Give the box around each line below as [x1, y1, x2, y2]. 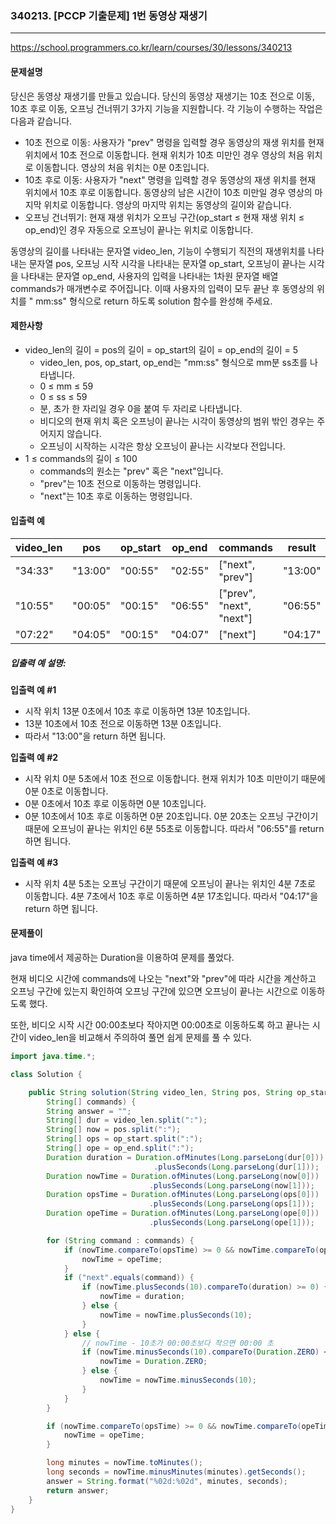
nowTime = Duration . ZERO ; [99, 1357, 208, 1367]
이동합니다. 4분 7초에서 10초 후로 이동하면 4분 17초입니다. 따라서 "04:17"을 [24, 890, 319, 902]
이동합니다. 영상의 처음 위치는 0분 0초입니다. [35, 161, 210, 173]
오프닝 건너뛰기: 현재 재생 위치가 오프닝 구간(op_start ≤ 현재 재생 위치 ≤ [24, 211, 305, 223]
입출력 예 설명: [10, 657, 67, 669]
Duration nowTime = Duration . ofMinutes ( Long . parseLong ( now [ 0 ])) [46, 1171, 320, 1181]
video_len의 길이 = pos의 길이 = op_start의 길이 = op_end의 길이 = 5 [24, 343, 299, 356]
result [287, 540, 317, 554]
